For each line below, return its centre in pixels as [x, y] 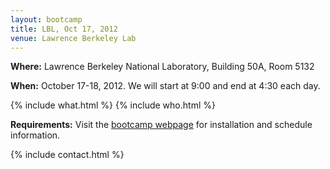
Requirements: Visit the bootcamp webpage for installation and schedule [161, 125]
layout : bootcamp [46, 19]
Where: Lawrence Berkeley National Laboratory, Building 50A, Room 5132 [162, 67]
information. [35, 135]
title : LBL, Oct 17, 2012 [64, 29]
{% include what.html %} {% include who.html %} [113, 105]
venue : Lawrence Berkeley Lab [73, 38]
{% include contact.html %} [67, 155]
